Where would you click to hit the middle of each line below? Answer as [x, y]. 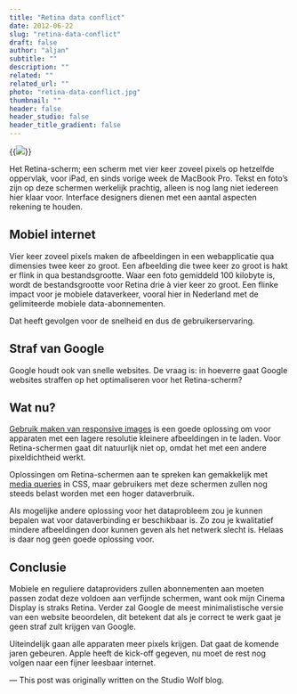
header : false [36, 109]
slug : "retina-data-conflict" [65, 34]
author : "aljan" [39, 51]
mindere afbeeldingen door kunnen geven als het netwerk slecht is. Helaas [146, 530]
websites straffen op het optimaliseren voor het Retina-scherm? [126, 380]
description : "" [39, 68]
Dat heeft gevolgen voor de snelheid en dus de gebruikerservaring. [132, 321]
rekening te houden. [46, 207]
